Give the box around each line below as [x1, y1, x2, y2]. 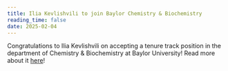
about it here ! [7, 57, 46, 65]
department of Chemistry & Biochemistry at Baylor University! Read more [7, 49, 216, 57]
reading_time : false [7, 17, 67, 23]
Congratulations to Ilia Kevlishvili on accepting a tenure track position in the [7, 42, 222, 50]
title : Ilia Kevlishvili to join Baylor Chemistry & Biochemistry [7, 10, 202, 17]
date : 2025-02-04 [7, 23, 57, 30]
